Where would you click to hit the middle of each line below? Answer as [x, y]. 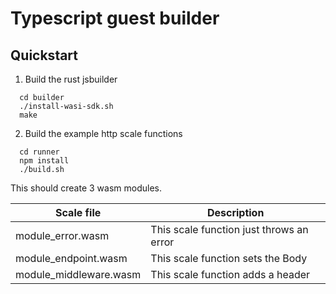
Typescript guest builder [115, 18]
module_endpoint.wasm [71, 258]
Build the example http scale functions [103, 133]
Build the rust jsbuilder [71, 79]
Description [235, 212]
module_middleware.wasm [78, 274]
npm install [44, 161]
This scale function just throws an [229, 229]
